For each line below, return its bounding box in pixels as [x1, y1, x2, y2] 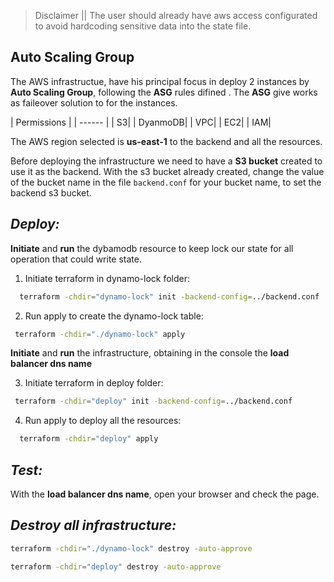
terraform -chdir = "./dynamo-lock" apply [14, 329, 186, 339]
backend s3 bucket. [10, 186, 92, 199]
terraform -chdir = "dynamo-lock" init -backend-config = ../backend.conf [19, 291, 320, 302]
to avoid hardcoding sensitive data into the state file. [34, 20, 252, 32]
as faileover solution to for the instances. [10, 96, 178, 109]
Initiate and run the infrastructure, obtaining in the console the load [10, 347, 290, 359]
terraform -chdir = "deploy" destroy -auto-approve [10, 561, 222, 572]
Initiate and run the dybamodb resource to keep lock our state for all [10, 242, 294, 254]
